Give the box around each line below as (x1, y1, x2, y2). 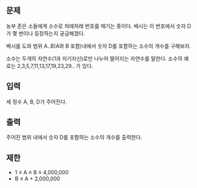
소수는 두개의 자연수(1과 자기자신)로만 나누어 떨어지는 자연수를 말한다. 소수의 (6, 55, 183, 62)
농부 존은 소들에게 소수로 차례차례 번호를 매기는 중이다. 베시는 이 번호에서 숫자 (6, 22, 186, 30)
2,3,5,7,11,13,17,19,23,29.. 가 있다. (17, 62, 93, 69)
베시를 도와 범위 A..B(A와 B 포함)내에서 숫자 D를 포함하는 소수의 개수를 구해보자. (6, 42, 191, 49)
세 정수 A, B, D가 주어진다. (6, 98, 67, 105)
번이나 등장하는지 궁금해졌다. (18, 30, 85, 37)
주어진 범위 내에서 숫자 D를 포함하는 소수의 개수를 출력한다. (6, 134, 143, 141)
